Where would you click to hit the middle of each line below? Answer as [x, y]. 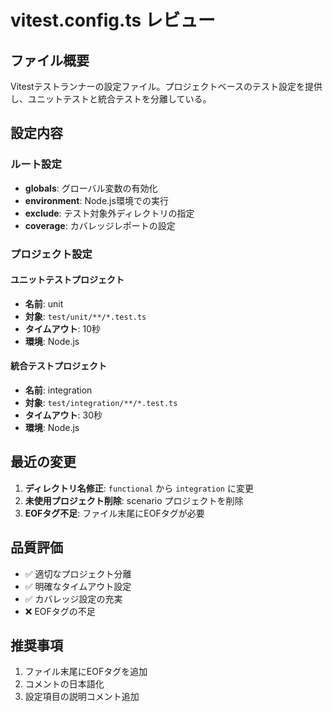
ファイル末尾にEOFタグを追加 [86, 672]
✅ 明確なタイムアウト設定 [78, 586]
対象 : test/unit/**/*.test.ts [85, 316]
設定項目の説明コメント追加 [82, 697]
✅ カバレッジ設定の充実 [73, 598]
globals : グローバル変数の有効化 [91, 188]
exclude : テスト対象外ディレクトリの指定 [109, 213]
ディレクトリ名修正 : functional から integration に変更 [139, 488]
